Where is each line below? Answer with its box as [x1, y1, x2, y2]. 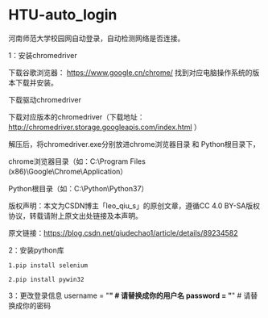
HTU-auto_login [8, 6, 118, 24]
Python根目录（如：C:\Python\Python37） [8, 183, 149, 193]
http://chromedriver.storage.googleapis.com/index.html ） [8, 122, 201, 132]
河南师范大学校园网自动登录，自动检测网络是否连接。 [8, 33, 185, 43]
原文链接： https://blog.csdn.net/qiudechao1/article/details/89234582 [8, 228, 239, 237]
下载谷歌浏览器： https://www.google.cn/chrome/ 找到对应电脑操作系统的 [8, 67, 253, 77]
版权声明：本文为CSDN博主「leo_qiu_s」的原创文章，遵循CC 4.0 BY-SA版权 [8, 200, 260, 211]
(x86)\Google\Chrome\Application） [8, 166, 128, 176]
